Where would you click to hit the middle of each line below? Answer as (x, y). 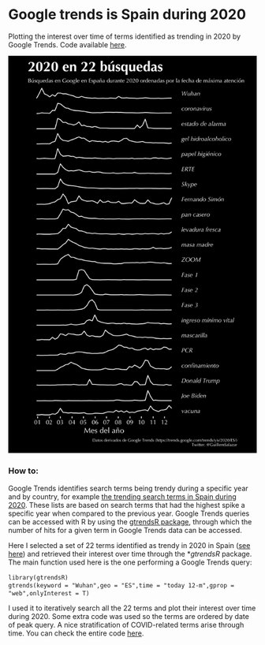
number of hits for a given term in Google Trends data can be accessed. (125, 530)
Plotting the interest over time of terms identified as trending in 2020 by (125, 36)
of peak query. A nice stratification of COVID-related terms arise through (126, 624)
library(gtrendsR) (38, 577)
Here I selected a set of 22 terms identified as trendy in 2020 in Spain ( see (129, 545)
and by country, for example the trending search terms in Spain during (122, 496)
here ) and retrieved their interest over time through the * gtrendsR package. (130, 554)
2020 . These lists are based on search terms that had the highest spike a (127, 505)
